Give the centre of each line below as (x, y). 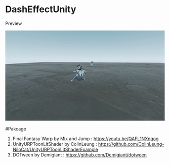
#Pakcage (16, 128)
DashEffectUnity (41, 9)
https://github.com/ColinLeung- (131, 144)
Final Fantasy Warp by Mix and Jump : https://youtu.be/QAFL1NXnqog (86, 139)
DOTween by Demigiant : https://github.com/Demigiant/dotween (79, 155)
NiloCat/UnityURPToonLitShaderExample (55, 149)
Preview (14, 23)
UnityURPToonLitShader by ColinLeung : (55, 144)
